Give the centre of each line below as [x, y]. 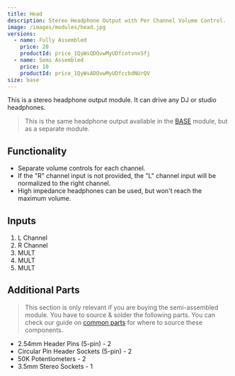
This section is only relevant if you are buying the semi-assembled [121, 307]
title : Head [25, 14]
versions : [22, 34]
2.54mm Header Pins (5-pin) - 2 [64, 343]
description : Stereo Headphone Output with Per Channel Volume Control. [117, 21]
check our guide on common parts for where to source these [114, 322]
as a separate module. [57, 129]
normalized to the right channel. [64, 183]
